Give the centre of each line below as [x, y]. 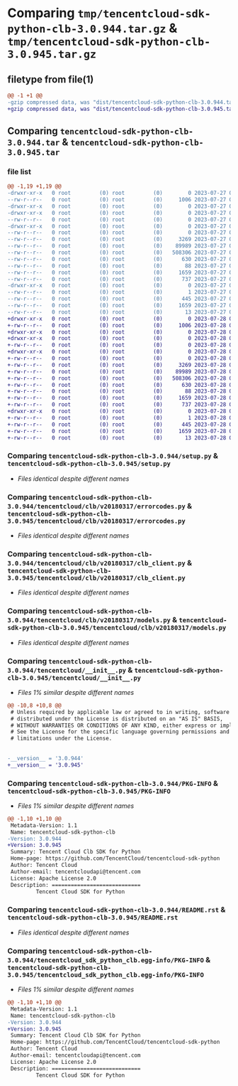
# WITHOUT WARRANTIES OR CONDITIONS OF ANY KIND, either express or [114, 725]
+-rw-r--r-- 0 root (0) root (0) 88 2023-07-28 [117, 392]
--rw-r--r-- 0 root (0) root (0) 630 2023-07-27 [117, 259]
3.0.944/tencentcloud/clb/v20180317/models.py [89, 621]
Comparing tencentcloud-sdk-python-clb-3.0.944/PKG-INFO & [113, 783]
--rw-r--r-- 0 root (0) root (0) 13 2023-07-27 [117, 312]
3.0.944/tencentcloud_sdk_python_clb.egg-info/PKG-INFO [106, 960]
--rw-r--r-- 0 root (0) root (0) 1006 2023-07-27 [117, 200]
